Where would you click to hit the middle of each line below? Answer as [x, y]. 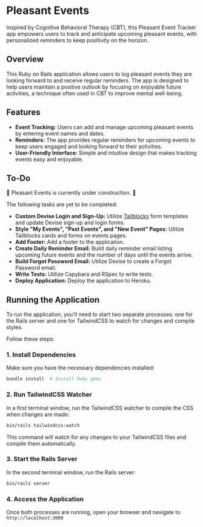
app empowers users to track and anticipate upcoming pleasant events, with [102, 33]
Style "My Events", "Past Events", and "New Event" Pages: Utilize [100, 229]
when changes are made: [38, 414]
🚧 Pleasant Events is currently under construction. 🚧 [71, 193]
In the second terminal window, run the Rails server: [71, 472]
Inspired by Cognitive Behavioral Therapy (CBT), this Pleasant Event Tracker [101, 27]
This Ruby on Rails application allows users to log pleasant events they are [99, 74]
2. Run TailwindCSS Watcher [49, 395]
